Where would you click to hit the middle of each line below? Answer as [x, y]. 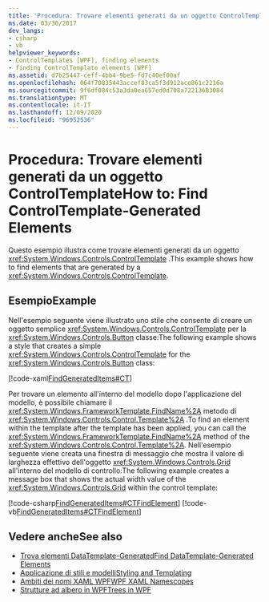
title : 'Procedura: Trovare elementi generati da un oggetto [112, 16]
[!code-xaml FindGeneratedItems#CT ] [70, 378]
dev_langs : [26, 30]
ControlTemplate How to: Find [108, 194]
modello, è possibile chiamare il [60, 402]
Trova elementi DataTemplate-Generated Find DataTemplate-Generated [137, 556]
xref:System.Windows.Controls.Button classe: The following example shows [132, 337]
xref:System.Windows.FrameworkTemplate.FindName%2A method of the [129, 436]
